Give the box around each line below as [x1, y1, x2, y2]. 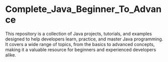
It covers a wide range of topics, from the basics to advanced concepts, [5, 41, 155, 47]
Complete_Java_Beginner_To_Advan [5, 3, 162, 15]
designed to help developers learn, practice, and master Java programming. [5, 36, 163, 42]
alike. [5, 51, 17, 58]
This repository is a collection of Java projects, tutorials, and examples [5, 30, 152, 36]
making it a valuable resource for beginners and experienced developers [5, 46, 156, 52]
